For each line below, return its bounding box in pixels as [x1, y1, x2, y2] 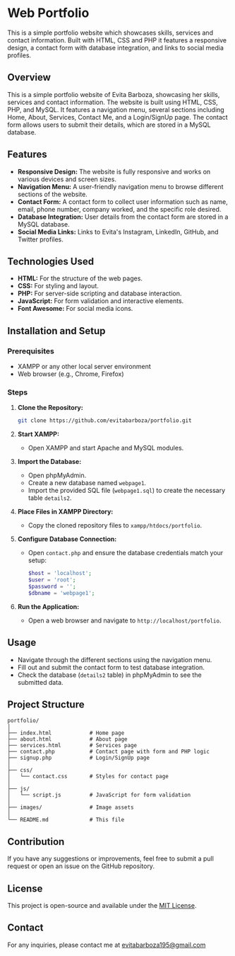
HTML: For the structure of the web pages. [17, 274, 143, 283]
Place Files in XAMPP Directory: [17, 508, 114, 516]
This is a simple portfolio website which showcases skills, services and [7, 28, 214, 37]
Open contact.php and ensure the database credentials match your [28, 549, 224, 557]
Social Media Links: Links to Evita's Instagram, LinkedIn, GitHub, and [17, 227, 219, 236]
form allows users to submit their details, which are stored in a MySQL [7, 120, 211, 129]
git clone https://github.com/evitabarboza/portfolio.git [17, 417, 192, 424]
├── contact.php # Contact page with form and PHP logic [7, 749, 210, 756]
